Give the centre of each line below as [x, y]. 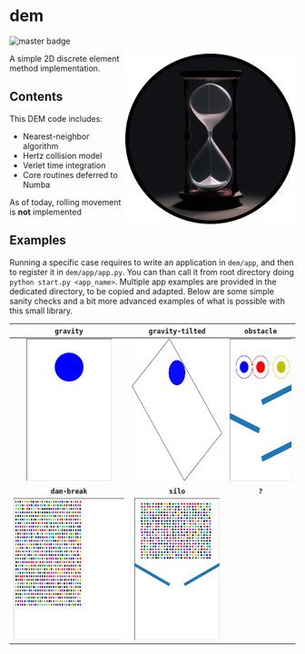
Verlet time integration [64, 165]
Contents [36, 97]
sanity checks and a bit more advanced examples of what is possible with [148, 301]
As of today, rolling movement [65, 202]
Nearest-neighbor [56, 136]
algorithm [40, 145]
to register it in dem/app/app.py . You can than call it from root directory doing [152, 272]
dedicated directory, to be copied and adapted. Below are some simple [142, 291]
